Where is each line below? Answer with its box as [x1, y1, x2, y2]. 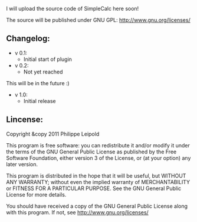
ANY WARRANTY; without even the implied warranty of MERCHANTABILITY [6, 178, 191, 185]
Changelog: [6, 34, 50, 44]
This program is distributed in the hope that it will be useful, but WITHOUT [6, 172, 186, 179]
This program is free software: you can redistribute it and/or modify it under [6, 141, 190, 149]
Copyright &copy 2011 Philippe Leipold [6, 130, 100, 137]
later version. [6, 160, 38, 168]
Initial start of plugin [23, 56, 73, 63]
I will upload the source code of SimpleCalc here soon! [6, 5, 139, 12]
